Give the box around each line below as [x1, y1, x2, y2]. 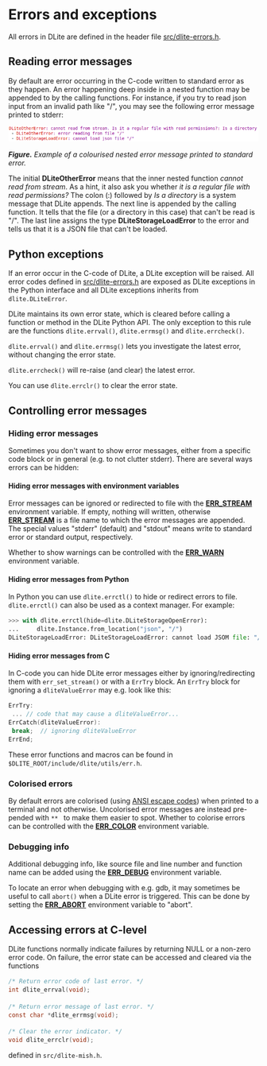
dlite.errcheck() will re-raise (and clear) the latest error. [8, 366, 195, 375]
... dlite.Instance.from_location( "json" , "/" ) [8, 626, 183, 634]
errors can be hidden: [8, 463, 79, 472]
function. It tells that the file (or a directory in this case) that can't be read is [8, 207, 256, 217]
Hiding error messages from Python [8, 574, 130, 583]
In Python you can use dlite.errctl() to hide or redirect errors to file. [8, 592, 238, 602]
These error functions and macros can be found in [8, 750, 173, 759]
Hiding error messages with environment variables [8, 481, 180, 490]
